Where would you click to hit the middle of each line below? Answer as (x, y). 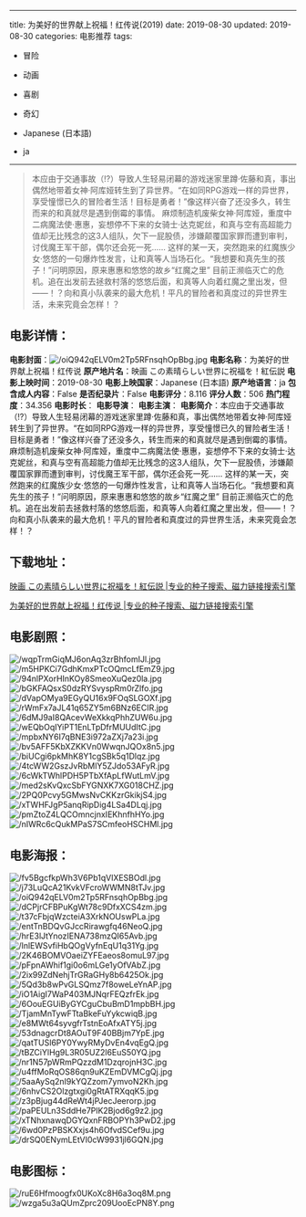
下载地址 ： (40, 562)
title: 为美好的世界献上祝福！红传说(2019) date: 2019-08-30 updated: (138, 25)
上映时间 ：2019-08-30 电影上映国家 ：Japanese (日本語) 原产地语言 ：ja (152, 382)
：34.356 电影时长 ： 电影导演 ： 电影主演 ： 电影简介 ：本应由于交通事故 (151, 405)
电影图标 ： (40, 1171)
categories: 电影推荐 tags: (84, 36)
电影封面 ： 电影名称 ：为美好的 (146, 359)
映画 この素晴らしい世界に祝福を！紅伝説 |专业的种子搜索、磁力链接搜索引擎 (153, 586)
